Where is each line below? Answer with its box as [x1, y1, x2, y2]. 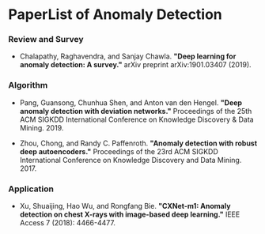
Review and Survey [8, 34, 85, 45]
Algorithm [8, 80, 48, 91]
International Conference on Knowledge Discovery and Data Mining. [19, 155, 242, 164]
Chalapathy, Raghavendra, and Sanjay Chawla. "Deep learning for [19, 51, 237, 61]
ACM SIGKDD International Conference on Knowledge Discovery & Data [19, 115, 255, 124]
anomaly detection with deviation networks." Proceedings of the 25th [19, 106, 252, 115]
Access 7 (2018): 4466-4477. [19, 218, 116, 228]
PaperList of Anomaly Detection [8, 6, 223, 24]
